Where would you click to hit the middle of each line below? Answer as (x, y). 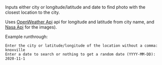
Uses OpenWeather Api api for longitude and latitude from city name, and (80, 22)
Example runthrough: (26, 37)
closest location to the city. (33, 12)
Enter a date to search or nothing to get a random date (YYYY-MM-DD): (80, 54)
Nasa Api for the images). (31, 27)
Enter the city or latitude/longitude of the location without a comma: (81, 46)
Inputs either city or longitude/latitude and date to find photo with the (75, 7)
